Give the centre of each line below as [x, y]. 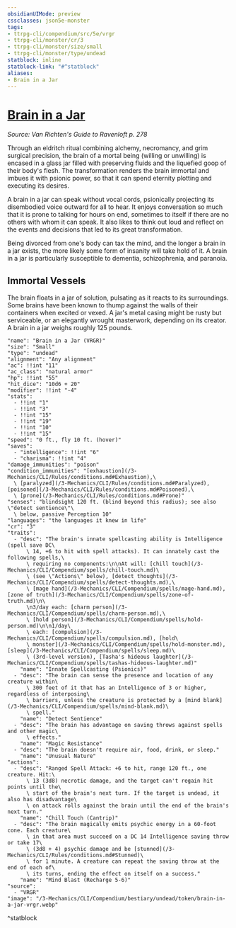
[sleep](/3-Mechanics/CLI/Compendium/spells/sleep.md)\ [91, 651]
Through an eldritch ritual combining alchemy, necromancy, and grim [108, 148]
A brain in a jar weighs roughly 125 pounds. [70, 328]
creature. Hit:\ [31, 775]
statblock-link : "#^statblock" [53, 67]
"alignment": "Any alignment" [52, 360]
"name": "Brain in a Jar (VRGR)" [57, 341]
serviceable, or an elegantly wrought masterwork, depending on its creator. [117, 320]
